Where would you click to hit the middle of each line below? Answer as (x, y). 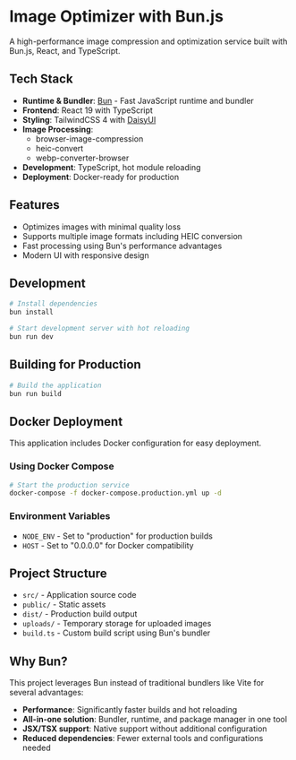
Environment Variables (60, 516)
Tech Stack (41, 79)
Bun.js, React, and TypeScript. (65, 50)
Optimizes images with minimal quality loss (101, 227)
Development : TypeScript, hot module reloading (111, 167)
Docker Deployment (66, 422)
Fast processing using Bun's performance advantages (122, 246)
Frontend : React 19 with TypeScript (88, 110)
